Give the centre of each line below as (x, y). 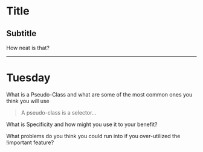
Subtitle (21, 33)
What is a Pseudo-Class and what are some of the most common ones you (99, 94)
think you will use (28, 101)
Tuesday (28, 78)
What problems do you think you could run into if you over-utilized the (93, 136)
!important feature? (30, 142)
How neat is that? (28, 48)
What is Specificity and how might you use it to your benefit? (82, 124)
